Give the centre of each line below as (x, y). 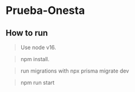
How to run (27, 33)
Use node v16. (38, 47)
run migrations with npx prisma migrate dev (75, 71)
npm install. (35, 59)
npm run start (38, 83)
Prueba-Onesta (45, 11)
